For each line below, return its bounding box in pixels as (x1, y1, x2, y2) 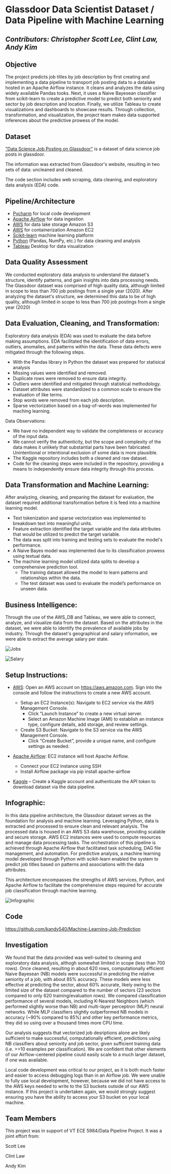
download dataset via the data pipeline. (12, 784, 96, 790)
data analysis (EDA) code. (5, 182, 60, 188)
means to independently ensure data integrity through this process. (12, 466, 155, 472)
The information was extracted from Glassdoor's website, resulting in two (5, 161, 160, 167)
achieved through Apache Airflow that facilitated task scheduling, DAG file (5, 845, 161, 851)
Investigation (5, 941, 48, 950)
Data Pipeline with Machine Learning (5, 14, 164, 26)
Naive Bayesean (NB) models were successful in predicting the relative (5, 971, 155, 977)
